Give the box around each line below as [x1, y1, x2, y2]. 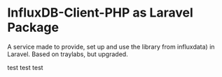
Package [7, 19, 60, 35]
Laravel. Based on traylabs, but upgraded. [7, 50, 128, 58]
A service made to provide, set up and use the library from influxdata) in [7, 42, 215, 51]
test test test [7, 63, 43, 71]
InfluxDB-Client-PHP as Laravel [7, 5, 194, 21]
